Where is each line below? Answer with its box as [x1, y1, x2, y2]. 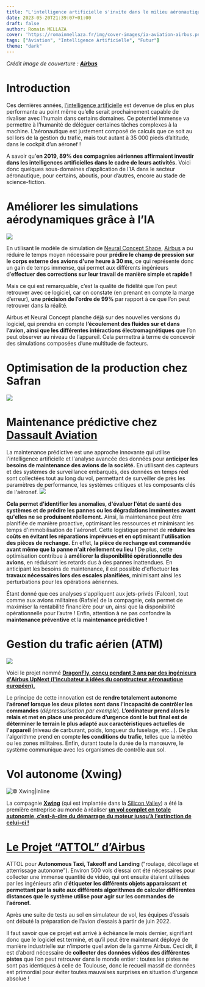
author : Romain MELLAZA [6, 26, 67, 32]
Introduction [6, 81, 71, 95]
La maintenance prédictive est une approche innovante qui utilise [6, 448, 170, 456]
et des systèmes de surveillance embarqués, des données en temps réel [6, 468, 189, 475]
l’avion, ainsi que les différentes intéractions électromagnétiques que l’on [6, 327, 196, 334]
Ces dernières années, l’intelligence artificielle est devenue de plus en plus [6, 102, 195, 109]
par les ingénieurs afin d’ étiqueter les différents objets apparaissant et [6, 880, 187, 887]
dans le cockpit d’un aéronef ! [6, 140, 81, 147]
